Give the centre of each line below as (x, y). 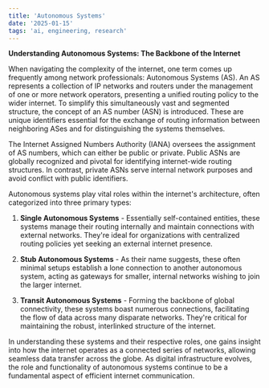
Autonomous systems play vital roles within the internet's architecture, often (134, 194)
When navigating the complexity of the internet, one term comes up (120, 69)
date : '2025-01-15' (41, 23)
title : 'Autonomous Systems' (57, 16)
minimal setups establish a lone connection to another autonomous (131, 268)
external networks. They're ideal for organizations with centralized (130, 235)
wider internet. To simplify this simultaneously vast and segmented (119, 103)
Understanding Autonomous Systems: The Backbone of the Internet (124, 54)
